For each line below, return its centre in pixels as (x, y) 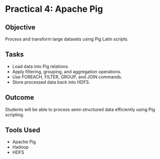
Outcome (20, 98)
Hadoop (20, 147)
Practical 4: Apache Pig (54, 9)
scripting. (15, 115)
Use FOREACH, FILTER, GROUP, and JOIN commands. (67, 77)
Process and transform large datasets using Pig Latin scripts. (67, 39)
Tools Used (23, 130)
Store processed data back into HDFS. (51, 82)
